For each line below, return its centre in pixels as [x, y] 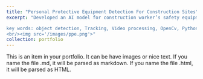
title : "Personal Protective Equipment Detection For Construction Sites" [102, 12]
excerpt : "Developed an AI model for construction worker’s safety [93, 17]
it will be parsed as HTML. [39, 69]
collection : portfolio [35, 40]
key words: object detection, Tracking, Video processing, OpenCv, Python [102, 28]
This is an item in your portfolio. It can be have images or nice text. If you [97, 57]
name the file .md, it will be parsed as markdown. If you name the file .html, [100, 63]
